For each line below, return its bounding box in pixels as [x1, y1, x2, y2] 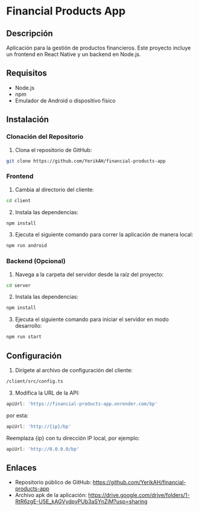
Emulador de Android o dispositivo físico [14, 97, 116, 104]
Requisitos [6, 68, 47, 78]
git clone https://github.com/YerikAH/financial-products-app [6, 158, 166, 164]
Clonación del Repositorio [6, 133, 84, 141]
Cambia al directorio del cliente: [14, 186, 95, 193]
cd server [6, 282, 31, 288]
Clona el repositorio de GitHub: [14, 146, 92, 153]
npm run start [6, 334, 42, 340]
